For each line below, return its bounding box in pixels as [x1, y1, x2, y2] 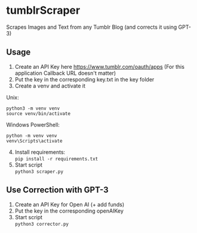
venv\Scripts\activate [6, 138, 63, 144]
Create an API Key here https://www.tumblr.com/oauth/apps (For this [14, 63, 185, 70]
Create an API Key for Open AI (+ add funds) [14, 201, 125, 208]
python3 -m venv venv [6, 105, 60, 111]
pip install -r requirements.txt [14, 156, 98, 162]
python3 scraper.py [14, 168, 64, 174]
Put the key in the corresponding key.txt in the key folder [14, 75, 155, 83]
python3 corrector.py [14, 221, 69, 227]
